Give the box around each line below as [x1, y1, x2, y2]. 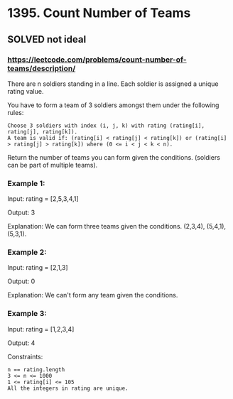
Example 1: [7, 178, 45, 188]
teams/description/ [7, 63, 76, 73]
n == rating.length [7, 366, 65, 373]
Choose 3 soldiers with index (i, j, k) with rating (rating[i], [7, 122, 205, 129]
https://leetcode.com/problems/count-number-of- [7, 55, 187, 65]
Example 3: [7, 309, 48, 319]
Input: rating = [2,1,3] [7, 263, 69, 272]
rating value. [7, 87, 44, 95]
